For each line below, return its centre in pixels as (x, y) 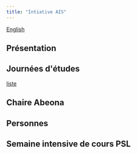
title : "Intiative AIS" (37, 12)
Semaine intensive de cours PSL (68, 144)
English (16, 29)
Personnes (27, 123)
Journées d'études (43, 69)
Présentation (31, 48)
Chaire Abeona (35, 103)
